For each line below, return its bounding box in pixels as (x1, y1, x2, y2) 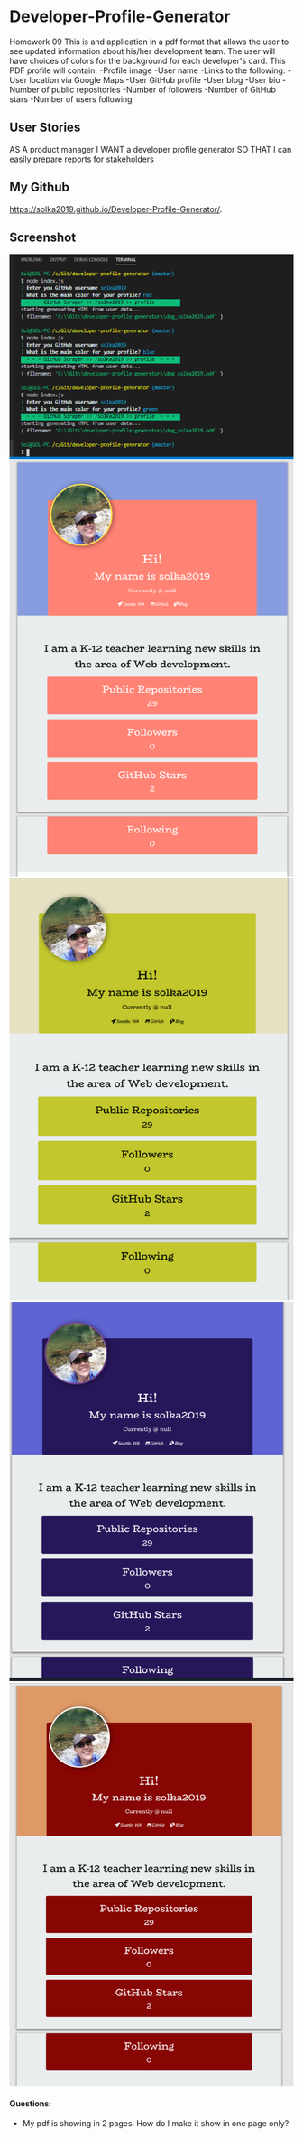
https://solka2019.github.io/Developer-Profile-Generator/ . (9, 203, 223, 214)
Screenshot (9, 229, 77, 245)
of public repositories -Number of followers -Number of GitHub (41, 84, 277, 95)
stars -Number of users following (9, 93, 133, 105)
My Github (9, 180, 69, 195)
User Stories (9, 120, 81, 135)
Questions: (9, 2097, 52, 2109)
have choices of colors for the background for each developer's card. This (9, 55, 286, 66)
